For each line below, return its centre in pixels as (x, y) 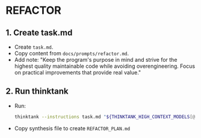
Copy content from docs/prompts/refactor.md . (72, 53)
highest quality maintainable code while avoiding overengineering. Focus (105, 66)
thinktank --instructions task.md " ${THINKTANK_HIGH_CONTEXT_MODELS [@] (106, 117)
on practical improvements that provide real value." (78, 72)
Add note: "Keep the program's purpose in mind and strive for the (96, 60)
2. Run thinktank (37, 91)
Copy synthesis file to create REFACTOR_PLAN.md (72, 128)
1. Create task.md (39, 33)
